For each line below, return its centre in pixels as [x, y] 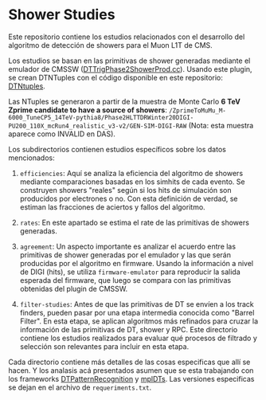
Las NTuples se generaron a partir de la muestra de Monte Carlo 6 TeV [124, 101]
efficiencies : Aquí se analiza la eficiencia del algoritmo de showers [131, 173]
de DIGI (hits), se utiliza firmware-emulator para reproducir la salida [130, 272]
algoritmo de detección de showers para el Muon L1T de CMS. [110, 45]
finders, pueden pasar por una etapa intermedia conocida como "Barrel [137, 312]
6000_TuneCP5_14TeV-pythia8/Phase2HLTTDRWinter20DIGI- [101, 117]
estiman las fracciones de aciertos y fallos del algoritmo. [112, 207]
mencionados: [32, 158]
